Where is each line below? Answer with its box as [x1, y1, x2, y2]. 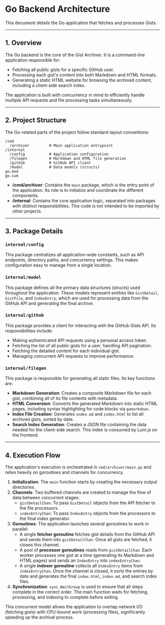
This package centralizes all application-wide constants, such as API [5, 252, 144, 257]
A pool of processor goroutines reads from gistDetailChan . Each [19, 547, 152, 553]
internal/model [5, 275, 42, 280]
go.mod [5, 169, 19, 174]
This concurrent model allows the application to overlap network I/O [5, 603, 143, 610]
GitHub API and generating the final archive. [5, 300, 94, 306]
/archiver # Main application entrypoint [9, 143, 113, 148]
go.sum [5, 173, 19, 178]
